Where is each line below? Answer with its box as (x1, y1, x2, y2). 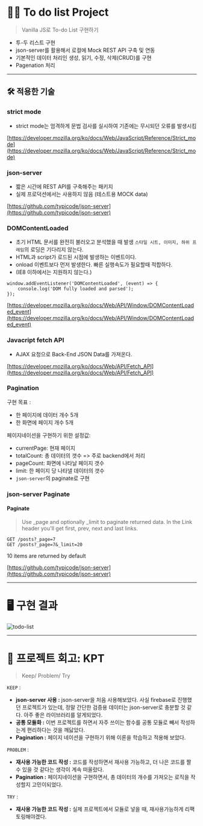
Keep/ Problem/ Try (21, 672, 70, 679)
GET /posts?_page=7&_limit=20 (7, 541, 83, 547)
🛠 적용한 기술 (7, 87, 55, 97)
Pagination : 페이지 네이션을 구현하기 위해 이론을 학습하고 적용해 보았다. (15, 734, 186, 741)
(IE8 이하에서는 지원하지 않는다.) (15, 268, 92, 276)
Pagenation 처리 (15, 61, 55, 69)
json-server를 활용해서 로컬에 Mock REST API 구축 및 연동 (15, 46, 155, 54)
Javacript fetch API (7, 336, 64, 344)
